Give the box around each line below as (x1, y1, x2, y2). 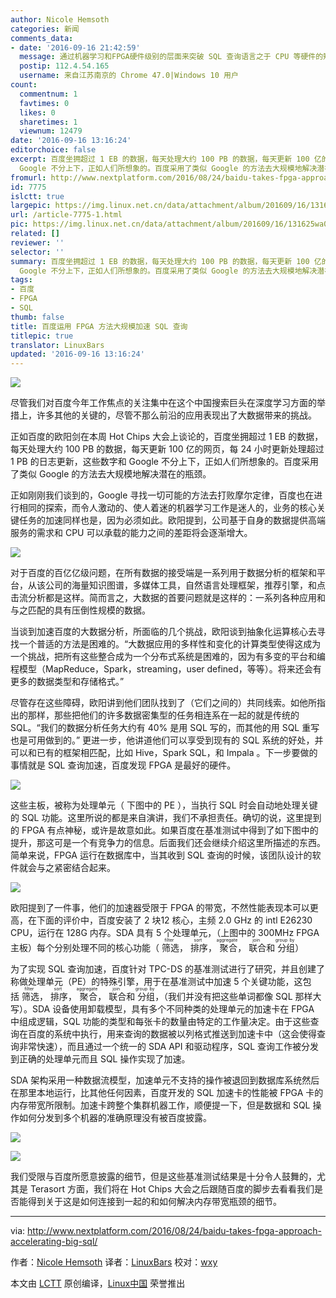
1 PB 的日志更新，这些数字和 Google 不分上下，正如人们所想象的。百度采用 (10, 456, 319, 468)
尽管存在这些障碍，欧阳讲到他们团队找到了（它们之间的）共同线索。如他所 (10, 697, 317, 709)
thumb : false (10, 312, 65, 322)
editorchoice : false (10, 145, 97, 155)
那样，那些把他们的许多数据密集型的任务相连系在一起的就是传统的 (27, 709, 300, 721)
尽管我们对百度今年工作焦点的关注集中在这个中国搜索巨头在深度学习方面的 (10, 397, 317, 409)
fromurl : (10, 172, 47, 183)
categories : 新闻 (10, 24, 80, 34)
